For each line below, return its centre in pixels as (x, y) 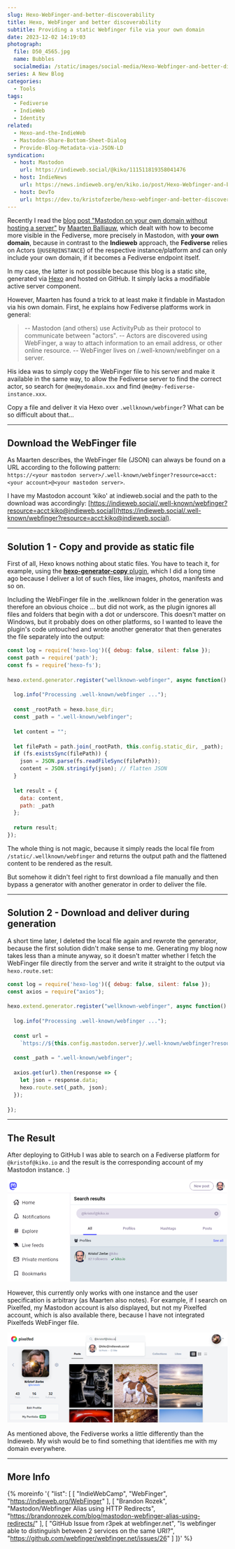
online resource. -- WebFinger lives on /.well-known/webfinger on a (122, 350)
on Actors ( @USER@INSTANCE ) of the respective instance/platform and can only (117, 250)
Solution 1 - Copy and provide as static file (101, 547)
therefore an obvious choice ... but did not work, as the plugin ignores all (112, 607)
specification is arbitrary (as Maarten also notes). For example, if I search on (117, 1300)
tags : (15, 96)
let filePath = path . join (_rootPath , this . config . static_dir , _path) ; (119, 746)
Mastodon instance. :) (39, 1170)
